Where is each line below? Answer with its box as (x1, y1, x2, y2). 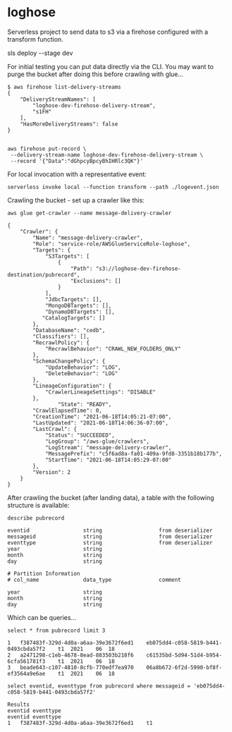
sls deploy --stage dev (7, 49, 73, 57)
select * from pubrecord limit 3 (7, 627, 106, 634)
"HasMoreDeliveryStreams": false (20, 121, 118, 128)
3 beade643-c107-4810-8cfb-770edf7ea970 (7, 664, 134, 671)
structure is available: (7, 501, 70, 509)
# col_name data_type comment (7, 576, 181, 583)
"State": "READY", (57, 401, 112, 408)
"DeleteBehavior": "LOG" (44, 370, 118, 377)
